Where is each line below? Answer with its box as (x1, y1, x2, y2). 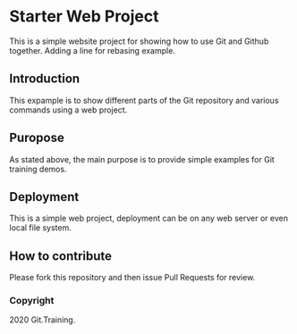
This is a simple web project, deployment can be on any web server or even (9, 213, 289, 224)
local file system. (9, 222, 72, 233)
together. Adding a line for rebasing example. (9, 45, 176, 55)
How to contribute (9, 248, 113, 263)
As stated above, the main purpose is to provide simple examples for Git (9, 154, 275, 164)
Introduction (9, 71, 81, 87)
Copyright (9, 295, 55, 307)
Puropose (9, 130, 64, 146)
